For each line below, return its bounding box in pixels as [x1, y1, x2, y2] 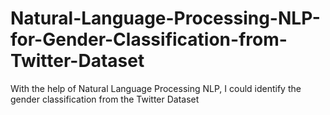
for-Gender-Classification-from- [10, 28, 288, 51]
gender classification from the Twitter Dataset [10, 93, 200, 105]
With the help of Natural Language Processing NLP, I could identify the [10, 82, 302, 94]
